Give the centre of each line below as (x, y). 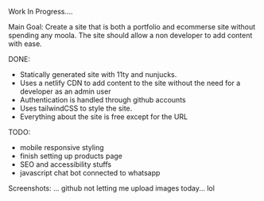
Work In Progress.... (41, 12)
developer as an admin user (65, 91)
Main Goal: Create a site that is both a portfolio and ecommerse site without (132, 27)
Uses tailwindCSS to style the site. (76, 108)
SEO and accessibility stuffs (66, 164)
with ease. (25, 44)
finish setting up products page (71, 156)
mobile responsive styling (62, 147)
